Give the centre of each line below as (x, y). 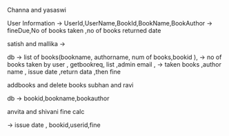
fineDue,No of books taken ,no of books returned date (84, 31)
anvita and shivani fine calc (46, 112)
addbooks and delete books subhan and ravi (70, 85)
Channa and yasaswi (37, 10)
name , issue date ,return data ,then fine (64, 72)
